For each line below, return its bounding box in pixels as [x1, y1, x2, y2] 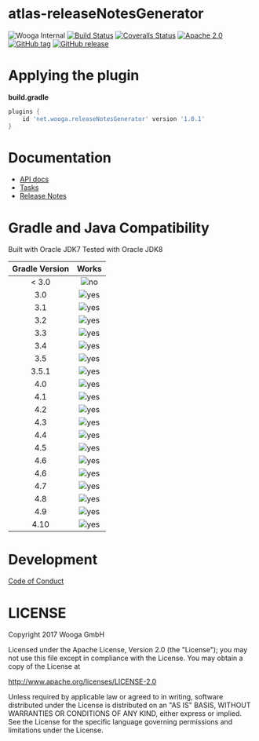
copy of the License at [8, 662, 81, 671]
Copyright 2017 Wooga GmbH [8, 630, 104, 640]
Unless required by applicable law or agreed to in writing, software [8, 692, 224, 702]
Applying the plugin [8, 67, 140, 85]
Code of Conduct [8, 576, 64, 586]
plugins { [8, 108, 41, 115]
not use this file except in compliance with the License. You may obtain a [8, 653, 243, 663]
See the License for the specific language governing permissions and [8, 717, 233, 727]
